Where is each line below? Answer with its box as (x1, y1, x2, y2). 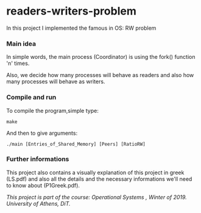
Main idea (6, 39, 37, 48)
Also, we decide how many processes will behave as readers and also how (6, 72, 194, 79)
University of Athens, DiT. (6, 200, 71, 207)
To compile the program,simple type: (6, 107, 99, 114)
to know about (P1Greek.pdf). (6, 181, 80, 189)
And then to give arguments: (6, 129, 78, 137)
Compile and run (6, 93, 57, 101)
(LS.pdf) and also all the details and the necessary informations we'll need (6, 175, 192, 183)
